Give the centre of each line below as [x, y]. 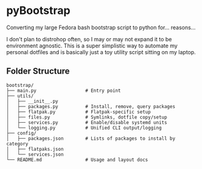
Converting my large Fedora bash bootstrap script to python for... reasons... [101, 27]
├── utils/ [20, 96]
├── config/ [21, 133]
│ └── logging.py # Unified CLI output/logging [84, 128]
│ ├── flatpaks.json [35, 149]
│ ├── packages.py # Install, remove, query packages [91, 106]
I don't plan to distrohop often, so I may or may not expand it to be [89, 39]
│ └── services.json [35, 154]
